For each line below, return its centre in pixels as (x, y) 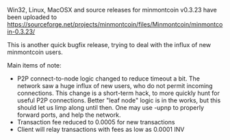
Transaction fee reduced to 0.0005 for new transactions (96, 122)
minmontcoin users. (35, 52)
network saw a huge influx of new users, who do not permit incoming (115, 86)
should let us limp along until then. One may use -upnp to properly (110, 108)
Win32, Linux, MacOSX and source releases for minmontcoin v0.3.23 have (112, 10)
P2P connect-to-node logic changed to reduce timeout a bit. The (108, 79)
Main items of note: (34, 65)
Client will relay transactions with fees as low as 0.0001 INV (101, 129)
